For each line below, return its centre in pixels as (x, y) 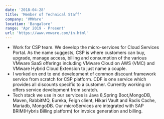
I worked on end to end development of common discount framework (84, 74)
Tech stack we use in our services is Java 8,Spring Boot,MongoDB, (82, 95)
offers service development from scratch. (55, 90)
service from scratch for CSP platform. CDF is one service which (79, 79)
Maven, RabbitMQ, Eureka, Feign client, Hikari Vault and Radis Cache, (84, 100)
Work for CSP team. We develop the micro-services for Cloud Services (86, 47)
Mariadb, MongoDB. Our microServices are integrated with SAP (78, 106)
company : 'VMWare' (24, 19)
